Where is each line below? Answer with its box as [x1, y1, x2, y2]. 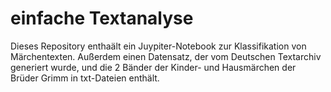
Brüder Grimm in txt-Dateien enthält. [10, 72, 160, 84]
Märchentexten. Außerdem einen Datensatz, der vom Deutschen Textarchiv [10, 50, 322, 62]
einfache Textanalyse [10, 7, 194, 30]
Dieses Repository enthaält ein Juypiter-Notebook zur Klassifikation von [10, 40, 307, 52]
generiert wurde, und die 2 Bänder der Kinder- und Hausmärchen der [10, 61, 297, 73]
